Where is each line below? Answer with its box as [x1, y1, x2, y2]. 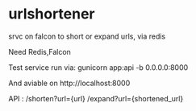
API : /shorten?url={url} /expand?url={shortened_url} [8, 93, 184, 103]
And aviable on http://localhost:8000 [8, 78, 131, 88]
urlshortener [8, 5, 95, 23]
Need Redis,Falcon [8, 47, 71, 56]
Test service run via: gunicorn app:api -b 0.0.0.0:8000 [8, 62, 189, 72]
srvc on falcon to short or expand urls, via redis [8, 31, 166, 41]
